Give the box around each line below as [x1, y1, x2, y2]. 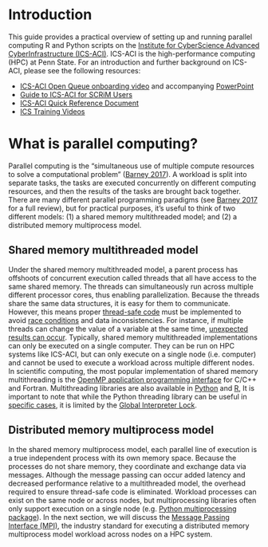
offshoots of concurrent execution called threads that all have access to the [8, 273, 257, 282]
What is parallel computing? [8, 135, 198, 153]
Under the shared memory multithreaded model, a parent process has [8, 265, 238, 274]
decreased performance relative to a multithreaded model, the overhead [8, 478, 246, 488]
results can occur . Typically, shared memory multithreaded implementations [8, 333, 258, 342]
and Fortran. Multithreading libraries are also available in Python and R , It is [8, 383, 255, 392]
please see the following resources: [23, 65, 141, 75]
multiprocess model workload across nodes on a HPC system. [8, 529, 213, 539]
